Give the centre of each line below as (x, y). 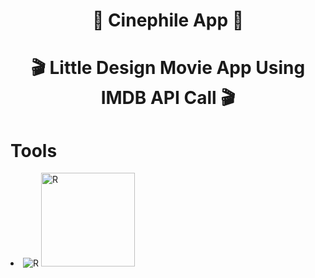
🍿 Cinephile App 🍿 (168, 20)
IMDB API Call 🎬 (168, 98)
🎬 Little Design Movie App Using (168, 68)
